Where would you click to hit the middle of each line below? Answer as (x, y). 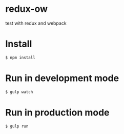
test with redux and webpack (36, 23)
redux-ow (26, 9)
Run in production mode (57, 112)
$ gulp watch (19, 92)
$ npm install (20, 58)
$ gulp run (17, 126)
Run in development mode (62, 78)
